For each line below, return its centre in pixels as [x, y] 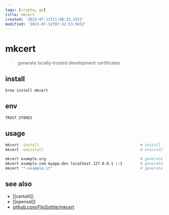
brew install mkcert [27, 90]
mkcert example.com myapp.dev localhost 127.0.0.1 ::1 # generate [84, 164]
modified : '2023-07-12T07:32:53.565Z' [46, 24]
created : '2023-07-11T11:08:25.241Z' [45, 19]
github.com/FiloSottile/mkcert [43, 207]
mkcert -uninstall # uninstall [85, 150]
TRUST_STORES [19, 118]
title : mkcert [20, 15]
